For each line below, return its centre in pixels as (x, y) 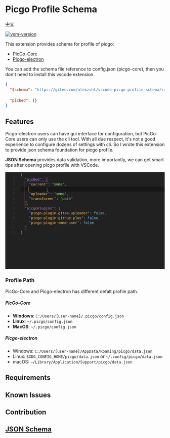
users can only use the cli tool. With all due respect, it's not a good (86, 139)
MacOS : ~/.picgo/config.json (45, 326)
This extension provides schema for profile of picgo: (60, 44)
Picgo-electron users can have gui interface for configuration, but (74, 134)
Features (19, 121)
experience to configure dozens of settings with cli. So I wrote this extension (85, 144)
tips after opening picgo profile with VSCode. (52, 165)
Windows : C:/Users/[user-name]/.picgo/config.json (68, 316)
